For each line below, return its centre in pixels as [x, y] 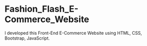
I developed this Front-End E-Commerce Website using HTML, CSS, [73, 33]
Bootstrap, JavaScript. [27, 38]
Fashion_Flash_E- [42, 9]
